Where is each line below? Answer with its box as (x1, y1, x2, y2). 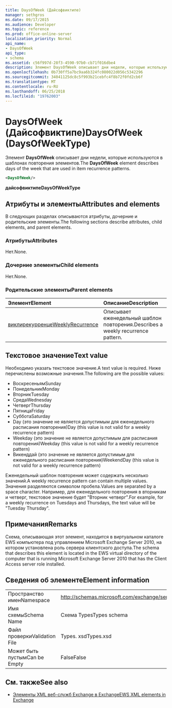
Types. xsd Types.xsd (60, 633, 112, 640)
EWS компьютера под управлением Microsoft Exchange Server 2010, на (5, 539, 162, 545)
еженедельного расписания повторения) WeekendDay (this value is (12, 457, 159, 463)
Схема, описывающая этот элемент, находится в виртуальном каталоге (5, 533, 164, 540)
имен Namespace (8, 597, 50, 604)
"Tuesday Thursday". (5, 505, 50, 511)
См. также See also (5, 678, 68, 686)
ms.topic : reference (5, 27, 50, 32)
